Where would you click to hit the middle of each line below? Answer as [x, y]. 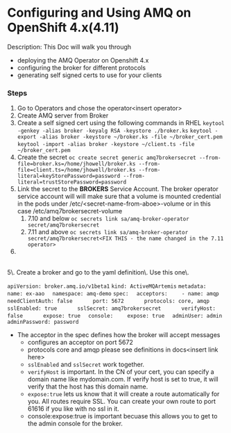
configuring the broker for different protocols [82, 67]
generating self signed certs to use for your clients [89, 75]
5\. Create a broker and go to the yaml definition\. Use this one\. [98, 272]
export [27, 137]
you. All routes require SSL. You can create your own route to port [122, 402]
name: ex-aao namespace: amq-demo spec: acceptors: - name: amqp [113, 294]
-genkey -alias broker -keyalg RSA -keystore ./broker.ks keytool [114, 131]
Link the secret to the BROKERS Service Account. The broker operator [118, 189]
